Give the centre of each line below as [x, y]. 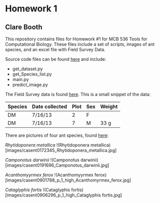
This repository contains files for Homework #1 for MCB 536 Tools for [76, 39]
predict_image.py [30, 85]
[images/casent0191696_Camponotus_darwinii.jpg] [57, 165]
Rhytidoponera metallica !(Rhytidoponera [47, 145]
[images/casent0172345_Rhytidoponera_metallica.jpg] [61, 150]
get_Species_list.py [32, 74]
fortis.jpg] [112, 195]
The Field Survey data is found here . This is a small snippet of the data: [78, 94]
